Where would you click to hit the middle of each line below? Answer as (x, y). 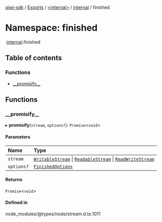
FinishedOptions (53, 166)
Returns (14, 180)
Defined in (17, 203)
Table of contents (34, 58)
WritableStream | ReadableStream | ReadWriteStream (94, 159)
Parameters (18, 136)
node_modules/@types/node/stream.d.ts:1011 (53, 214)
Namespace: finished (52, 28)
